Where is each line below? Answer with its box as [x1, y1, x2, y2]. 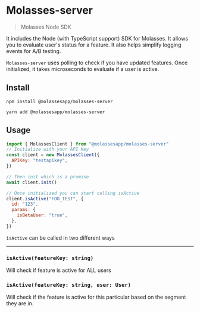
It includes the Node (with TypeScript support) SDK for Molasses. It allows [6, 35, 189, 42]
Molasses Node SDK [20, 23, 71, 30]
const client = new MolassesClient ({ [6, 152, 100, 158]
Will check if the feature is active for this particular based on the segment [6, 293, 186, 301]
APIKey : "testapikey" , [11, 157, 68, 164]
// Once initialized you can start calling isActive [6, 190, 140, 196]
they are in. [6, 300, 34, 307]
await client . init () [6, 179, 58, 185]
